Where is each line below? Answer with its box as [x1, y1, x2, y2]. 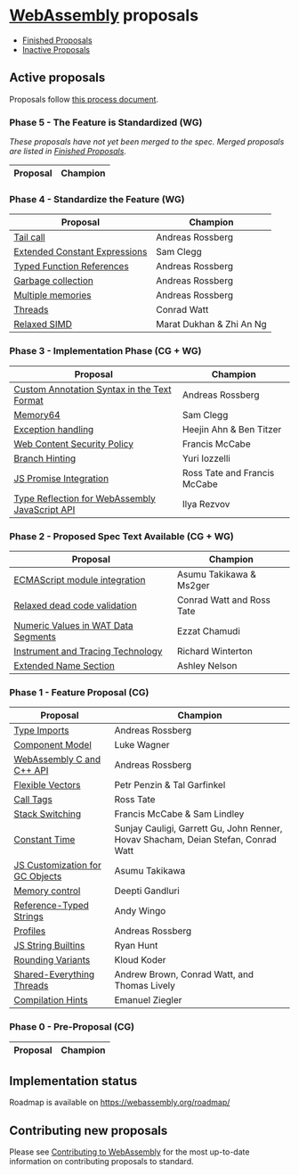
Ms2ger [176, 579, 211, 591]
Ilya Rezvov [182, 497, 230, 510]
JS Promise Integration [13, 472, 109, 484]
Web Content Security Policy [13, 438, 133, 450]
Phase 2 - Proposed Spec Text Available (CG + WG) [9, 530, 234, 542]
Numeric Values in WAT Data [13, 619, 133, 631]
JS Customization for [13, 859, 102, 872]
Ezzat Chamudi [176, 625, 240, 637]
